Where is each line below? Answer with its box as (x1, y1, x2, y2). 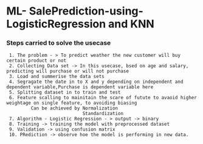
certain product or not (6, 57, 67, 64)
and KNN (108, 17, 155, 31)
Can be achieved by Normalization (30, 105, 119, 111)
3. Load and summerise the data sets (9, 74, 105, 80)
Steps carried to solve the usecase (6, 39, 111, 47)
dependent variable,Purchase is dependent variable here (6, 84, 154, 90)
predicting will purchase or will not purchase (6, 68, 129, 74)
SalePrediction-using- (29, 4, 144, 18)
